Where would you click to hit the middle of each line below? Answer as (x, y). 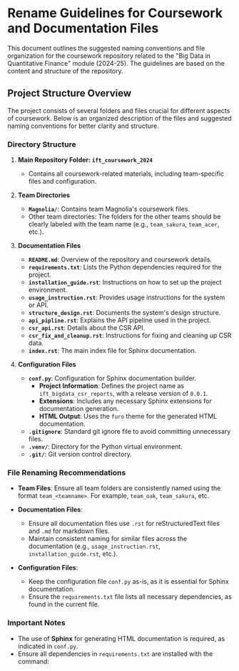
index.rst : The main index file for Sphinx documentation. (112, 351)
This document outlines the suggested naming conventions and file (106, 48)
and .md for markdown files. (69, 531)
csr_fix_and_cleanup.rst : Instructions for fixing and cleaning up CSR (130, 335)
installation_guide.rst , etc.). (73, 554)
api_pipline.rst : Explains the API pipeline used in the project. (119, 320)
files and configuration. (62, 182)
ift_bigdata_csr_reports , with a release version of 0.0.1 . (123, 394)
